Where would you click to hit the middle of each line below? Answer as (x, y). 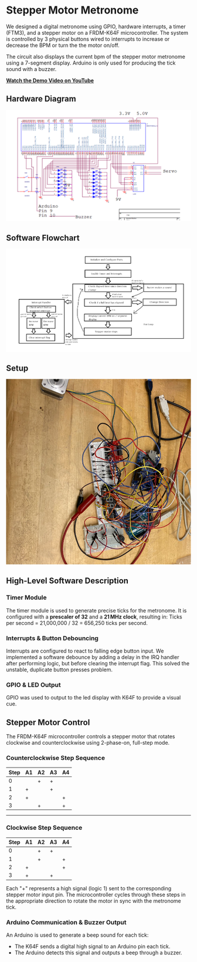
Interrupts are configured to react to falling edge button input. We (85, 651)
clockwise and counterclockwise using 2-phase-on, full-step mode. (88, 743)
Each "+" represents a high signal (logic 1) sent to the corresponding (89, 888)
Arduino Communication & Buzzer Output (66, 922)
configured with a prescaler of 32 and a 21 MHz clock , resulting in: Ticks (94, 617)
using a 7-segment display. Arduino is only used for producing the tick (91, 63)
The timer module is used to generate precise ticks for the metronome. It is (96, 610)
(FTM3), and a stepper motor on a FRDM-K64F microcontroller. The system (97, 32)
